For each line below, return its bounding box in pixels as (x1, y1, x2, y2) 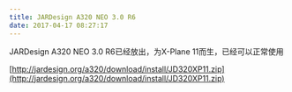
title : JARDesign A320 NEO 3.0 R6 (9, 12, 137, 22)
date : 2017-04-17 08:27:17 (9, 21, 109, 30)
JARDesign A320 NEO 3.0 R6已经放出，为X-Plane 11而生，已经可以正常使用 (9, 46, 284, 57)
